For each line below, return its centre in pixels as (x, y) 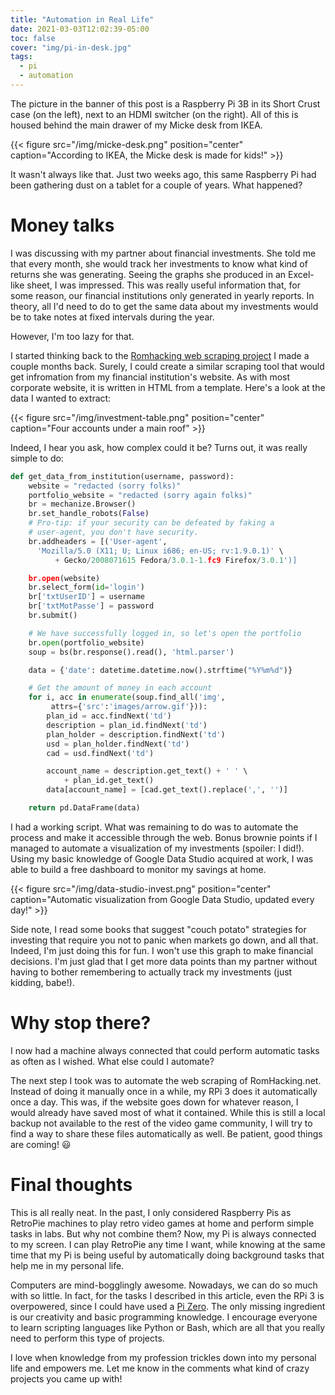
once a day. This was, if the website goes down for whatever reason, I (154, 1102)
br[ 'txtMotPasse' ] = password (91, 606)
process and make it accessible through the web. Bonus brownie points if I (164, 837)
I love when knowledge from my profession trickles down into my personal (163, 1357)
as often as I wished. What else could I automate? (112, 1061)
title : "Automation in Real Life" (82, 19)
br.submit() (53, 616)
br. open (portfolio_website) (86, 642)
